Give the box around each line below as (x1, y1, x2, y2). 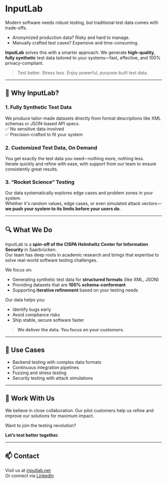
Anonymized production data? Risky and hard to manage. (12, 34, 130, 40)
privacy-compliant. (5, 60, 44, 66)
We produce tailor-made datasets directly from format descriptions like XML (5, 115, 161, 121)
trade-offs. (5, 24, 27, 30)
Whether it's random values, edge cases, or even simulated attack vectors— (5, 201, 162, 207)
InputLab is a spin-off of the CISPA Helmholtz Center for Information (5, 241, 148, 247)
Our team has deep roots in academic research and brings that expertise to (5, 252, 159, 258)
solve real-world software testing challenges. (5, 257, 98, 263)
